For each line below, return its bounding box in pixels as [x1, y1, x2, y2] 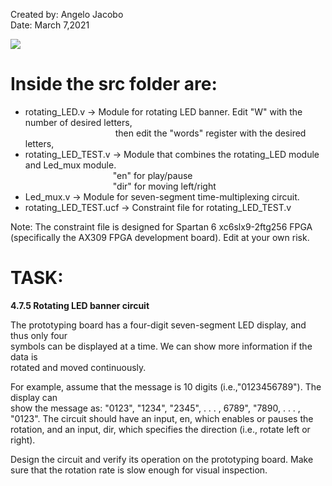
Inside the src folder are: [10, 73, 218, 96]
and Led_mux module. [24, 159, 117, 171]
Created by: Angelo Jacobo [10, 9, 124, 20]
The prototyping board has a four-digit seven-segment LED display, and [10, 319, 307, 331]
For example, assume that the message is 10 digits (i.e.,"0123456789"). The [10, 380, 322, 393]
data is [10, 350, 38, 363]
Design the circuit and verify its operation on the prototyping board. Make [10, 453, 314, 465]
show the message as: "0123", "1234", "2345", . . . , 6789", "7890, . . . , [10, 402, 301, 414]
